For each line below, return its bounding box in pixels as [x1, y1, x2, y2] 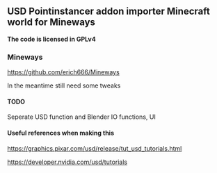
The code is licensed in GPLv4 [7, 35, 96, 43]
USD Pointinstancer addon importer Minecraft [7, 6, 210, 17]
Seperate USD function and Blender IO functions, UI [7, 113, 156, 121]
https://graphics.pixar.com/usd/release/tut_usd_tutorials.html [7, 144, 182, 152]
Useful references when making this [7, 129, 115, 137]
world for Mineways [7, 17, 96, 28]
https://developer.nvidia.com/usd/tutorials [7, 158, 127, 166]
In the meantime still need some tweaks [7, 81, 121, 90]
